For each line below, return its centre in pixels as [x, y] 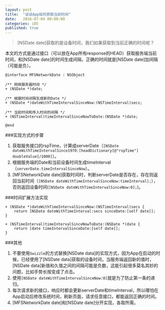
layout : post [19, 10]
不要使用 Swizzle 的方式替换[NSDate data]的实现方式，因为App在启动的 [84, 253]
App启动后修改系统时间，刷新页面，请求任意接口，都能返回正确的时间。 [86, 297]
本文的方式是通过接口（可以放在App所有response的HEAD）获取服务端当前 [81, 53]
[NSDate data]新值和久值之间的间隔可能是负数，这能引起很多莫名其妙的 [85, 266]
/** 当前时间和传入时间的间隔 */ [35, 112]
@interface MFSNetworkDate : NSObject [45, 75]
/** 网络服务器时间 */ [26, 85]
